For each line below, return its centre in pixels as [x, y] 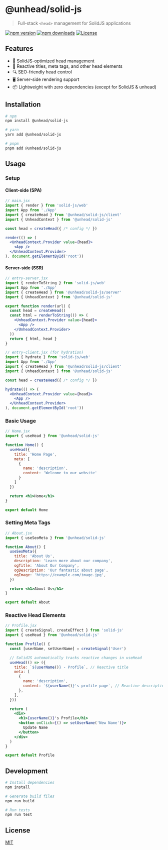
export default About [28, 602]
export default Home [27, 510]
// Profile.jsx [21, 626]
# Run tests [17, 810]
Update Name [36, 728]
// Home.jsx [17, 431]
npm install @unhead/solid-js [37, 121]
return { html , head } [33, 339]
